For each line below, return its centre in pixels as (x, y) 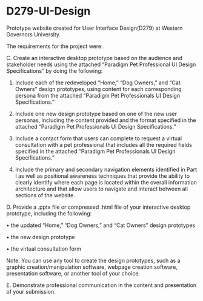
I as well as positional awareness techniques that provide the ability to (102, 176)
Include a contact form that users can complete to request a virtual (98, 138)
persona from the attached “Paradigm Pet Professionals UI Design (98, 95)
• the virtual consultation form (44, 249)
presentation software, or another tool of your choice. (73, 273)
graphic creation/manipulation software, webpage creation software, (92, 267)
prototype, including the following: (49, 213)
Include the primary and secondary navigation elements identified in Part (106, 169)
